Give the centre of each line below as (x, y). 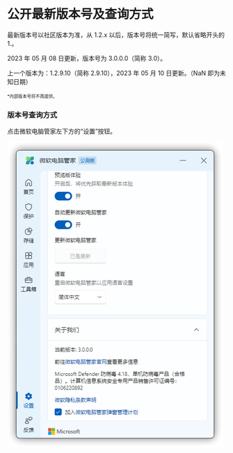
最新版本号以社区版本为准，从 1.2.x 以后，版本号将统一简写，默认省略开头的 (116, 35)
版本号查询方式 (32, 115)
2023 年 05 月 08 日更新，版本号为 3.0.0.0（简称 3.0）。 (87, 58)
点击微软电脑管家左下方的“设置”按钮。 (62, 131)
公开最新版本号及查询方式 (81, 14)
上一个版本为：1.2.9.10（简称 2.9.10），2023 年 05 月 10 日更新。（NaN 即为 (114, 73)
